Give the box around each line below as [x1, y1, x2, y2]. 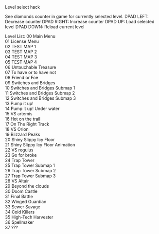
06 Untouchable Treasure [5, 64, 56, 70]
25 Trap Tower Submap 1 [5, 162, 55, 168]
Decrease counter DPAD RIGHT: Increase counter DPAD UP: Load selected [5, 19, 155, 24]
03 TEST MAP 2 [5, 49, 37, 54]
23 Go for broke [5, 152, 37, 158]
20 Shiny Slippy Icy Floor [5, 137, 55, 143]
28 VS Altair [5, 178, 29, 184]
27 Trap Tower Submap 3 [5, 173, 56, 179]
